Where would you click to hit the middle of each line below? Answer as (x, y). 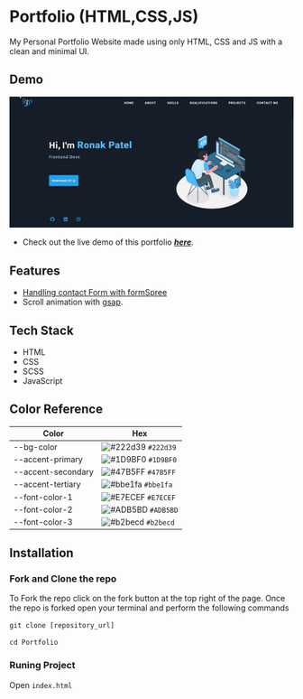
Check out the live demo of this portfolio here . (108, 242)
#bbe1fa (158, 485)
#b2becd (160, 523)
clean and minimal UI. (50, 51)
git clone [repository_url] (62, 626)
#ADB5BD (164, 510)
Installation (41, 553)
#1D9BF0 (163, 460)
